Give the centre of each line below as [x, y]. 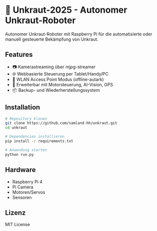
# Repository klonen [26, 119]
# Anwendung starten [26, 150]
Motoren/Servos [29, 192]
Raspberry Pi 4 [27, 181]
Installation [23, 107]
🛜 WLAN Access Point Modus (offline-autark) [58, 79]
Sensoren [22, 197]
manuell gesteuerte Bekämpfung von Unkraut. [52, 39]
